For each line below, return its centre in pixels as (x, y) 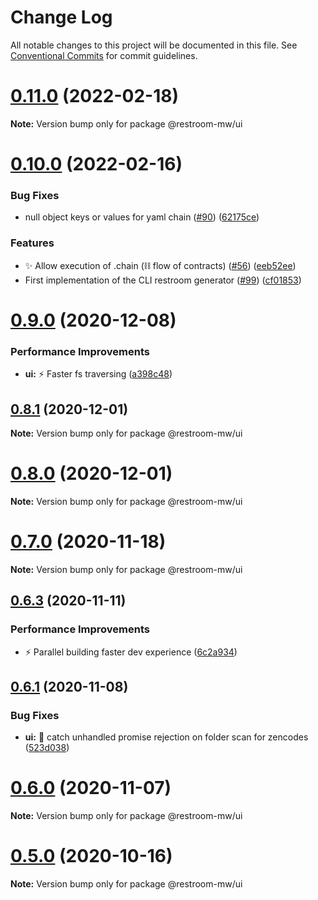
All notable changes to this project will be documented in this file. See (154, 45)
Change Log (61, 17)
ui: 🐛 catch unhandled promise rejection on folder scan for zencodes (166, 737)
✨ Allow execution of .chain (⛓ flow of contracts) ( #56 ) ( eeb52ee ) (160, 265)
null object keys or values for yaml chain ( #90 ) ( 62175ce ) (142, 217)
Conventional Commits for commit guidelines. (104, 55)
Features (32, 243)
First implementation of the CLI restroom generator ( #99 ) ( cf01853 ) (163, 280)
